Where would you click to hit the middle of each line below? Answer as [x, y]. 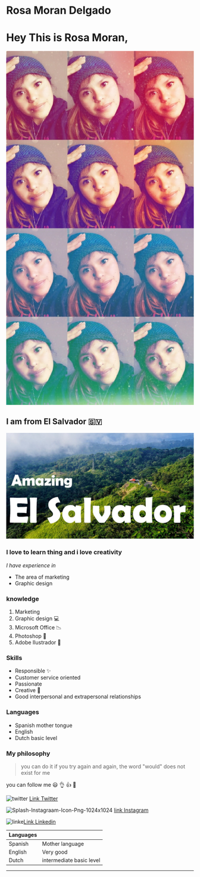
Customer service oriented [48, 678]
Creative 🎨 [28, 690]
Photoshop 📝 [31, 636]
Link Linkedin [40, 821]
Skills [14, 658]
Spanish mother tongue [43, 725]
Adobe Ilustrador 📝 [38, 642]
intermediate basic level [71, 860]
